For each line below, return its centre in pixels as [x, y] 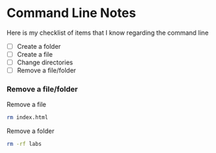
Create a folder [39, 46]
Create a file [35, 54]
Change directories [45, 62]
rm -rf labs [24, 144]
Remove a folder [30, 131]
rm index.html [28, 118]
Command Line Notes [71, 13]
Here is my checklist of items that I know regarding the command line [108, 33]
